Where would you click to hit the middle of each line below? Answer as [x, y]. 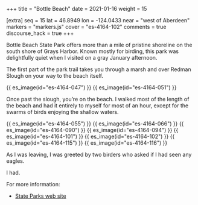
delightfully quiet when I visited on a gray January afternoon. [82, 58]
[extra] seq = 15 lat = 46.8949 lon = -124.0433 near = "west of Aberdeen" [98, 20]
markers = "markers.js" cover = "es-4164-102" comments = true [86, 27]
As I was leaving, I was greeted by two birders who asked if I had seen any [99, 154]
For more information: [33, 184]
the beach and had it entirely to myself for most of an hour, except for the [97, 106]
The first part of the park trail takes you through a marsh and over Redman [99, 69]
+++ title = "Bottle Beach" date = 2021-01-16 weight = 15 [77, 9]
